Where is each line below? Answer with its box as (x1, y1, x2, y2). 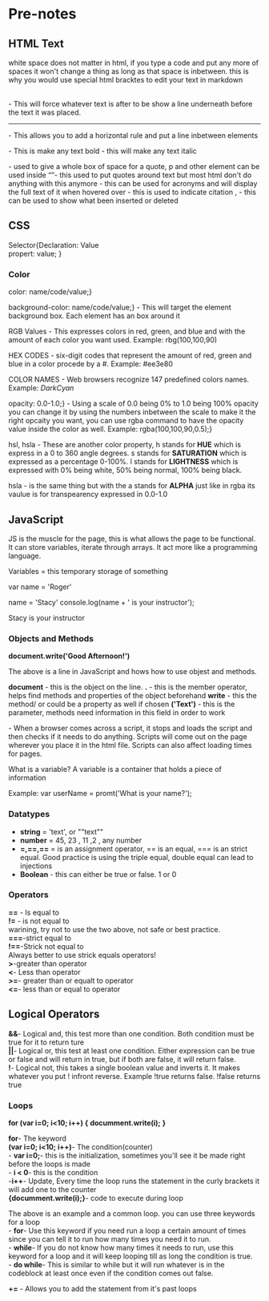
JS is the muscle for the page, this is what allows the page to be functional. (8, 534, 256, 543)
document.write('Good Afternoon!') (8, 651, 130, 661)
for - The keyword (8, 1133, 66, 1143)
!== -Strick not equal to (8, 941, 84, 951)
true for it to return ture (8, 1037, 85, 1047)
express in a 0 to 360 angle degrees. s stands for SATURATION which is (8, 448, 247, 458)
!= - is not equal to (8, 915, 70, 926)
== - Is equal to (8, 907, 60, 917)
